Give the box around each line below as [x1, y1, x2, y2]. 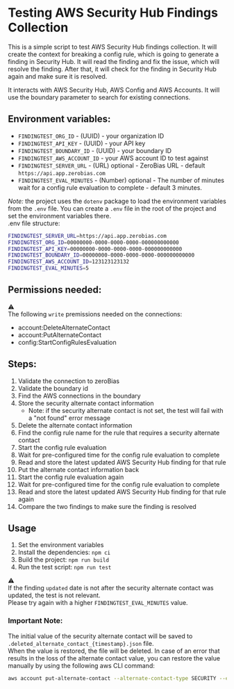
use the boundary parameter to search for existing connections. [8, 92, 191, 102]
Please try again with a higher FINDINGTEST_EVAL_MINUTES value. [8, 599, 188, 607]
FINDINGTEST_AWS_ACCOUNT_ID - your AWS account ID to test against [17, 154, 209, 162]
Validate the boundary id [17, 384, 89, 392]
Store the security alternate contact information [17, 398, 154, 407]
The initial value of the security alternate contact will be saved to [8, 631, 193, 640]
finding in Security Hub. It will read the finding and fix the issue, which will [8, 57, 219, 65]
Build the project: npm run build [17, 556, 110, 564]
